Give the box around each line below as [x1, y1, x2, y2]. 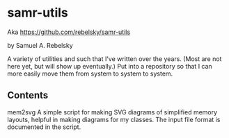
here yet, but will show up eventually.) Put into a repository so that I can [7, 62, 212, 70]
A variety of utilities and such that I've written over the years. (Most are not [7, 54, 222, 63]
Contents [7, 89, 49, 101]
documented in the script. [7, 123, 81, 131]
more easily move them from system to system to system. [7, 69, 173, 78]
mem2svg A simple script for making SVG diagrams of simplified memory [7, 107, 218, 116]
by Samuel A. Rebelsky [7, 41, 73, 49]
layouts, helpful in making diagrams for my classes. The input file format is [7, 115, 221, 123]
